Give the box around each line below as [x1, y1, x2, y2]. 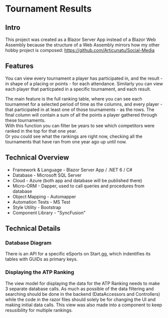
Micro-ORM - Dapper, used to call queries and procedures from [12, 183, 145, 189]
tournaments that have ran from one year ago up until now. [5, 138, 127, 144]
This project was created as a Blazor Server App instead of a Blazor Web [5, 36, 156, 42]
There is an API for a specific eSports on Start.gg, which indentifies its [5, 251, 151, 257]
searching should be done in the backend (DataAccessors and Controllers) [5, 291, 160, 297]
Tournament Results [5, 3, 92, 15]
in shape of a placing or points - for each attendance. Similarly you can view [5, 80, 163, 86]
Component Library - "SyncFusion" [12, 209, 86, 216]
